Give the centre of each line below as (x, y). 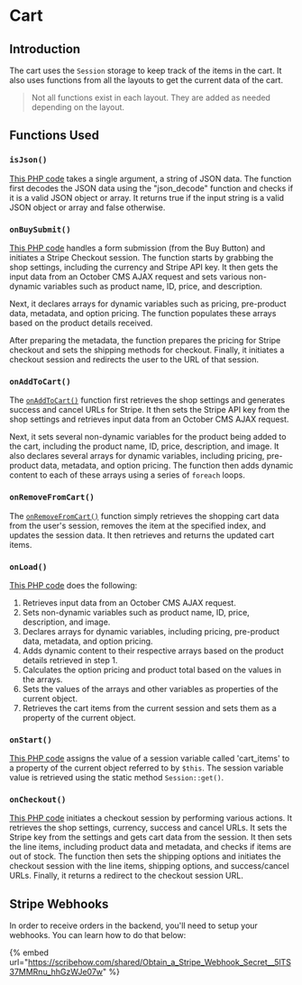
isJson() (28, 160)
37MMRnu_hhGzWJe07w (56, 972)
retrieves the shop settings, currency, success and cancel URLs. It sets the (148, 828)
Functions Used (55, 136)
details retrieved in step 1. (70, 660)
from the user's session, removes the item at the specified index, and (138, 525)
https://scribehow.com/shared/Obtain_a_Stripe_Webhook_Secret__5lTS (159, 962)
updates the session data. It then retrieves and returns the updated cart (142, 535)
